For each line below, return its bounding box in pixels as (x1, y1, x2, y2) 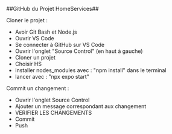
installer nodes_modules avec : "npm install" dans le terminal (14, 67, 167, 74)
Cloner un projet (14, 54, 56, 61)
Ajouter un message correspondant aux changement (14, 103, 147, 110)
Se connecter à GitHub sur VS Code (14, 41, 105, 48)
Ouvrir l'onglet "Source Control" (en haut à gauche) (14, 47, 143, 55)
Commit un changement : (6, 85, 69, 92)
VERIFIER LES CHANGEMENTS (14, 109, 92, 116)
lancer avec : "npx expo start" (14, 73, 89, 80)
